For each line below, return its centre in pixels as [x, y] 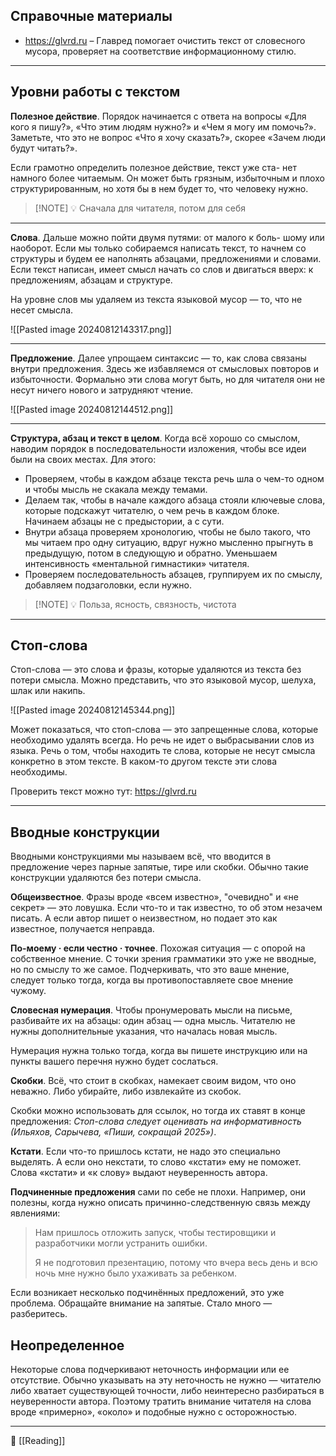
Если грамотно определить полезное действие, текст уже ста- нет [154, 167]
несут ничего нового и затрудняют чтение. [102, 390]
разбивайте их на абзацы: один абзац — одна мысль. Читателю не [153, 1021]
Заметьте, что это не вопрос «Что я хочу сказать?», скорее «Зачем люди [168, 137]
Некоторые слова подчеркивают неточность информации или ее [150, 1370]
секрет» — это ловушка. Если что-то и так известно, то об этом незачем [166, 908]
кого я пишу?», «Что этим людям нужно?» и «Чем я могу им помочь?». [163, 126]
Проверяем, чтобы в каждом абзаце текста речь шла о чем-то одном [174, 478]
